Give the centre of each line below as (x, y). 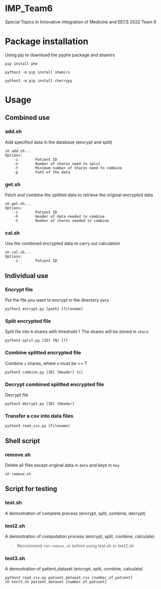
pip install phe (21, 64)
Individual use (27, 276)
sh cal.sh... (18, 253)
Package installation (47, 41)
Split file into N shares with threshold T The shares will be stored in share (77, 332)
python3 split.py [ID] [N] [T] (37, 341)
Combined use (27, 118)
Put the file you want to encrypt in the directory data (57, 300)
